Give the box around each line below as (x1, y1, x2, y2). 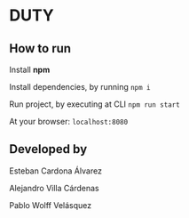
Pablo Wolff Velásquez (9, 199, 92, 210)
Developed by (9, 141, 88, 157)
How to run (9, 41, 72, 56)
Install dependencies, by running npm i (9, 82, 151, 92)
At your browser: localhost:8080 (9, 117, 129, 126)
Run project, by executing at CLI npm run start (9, 99, 180, 109)
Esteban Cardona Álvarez (9, 166, 102, 176)
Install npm (9, 64, 51, 75)
